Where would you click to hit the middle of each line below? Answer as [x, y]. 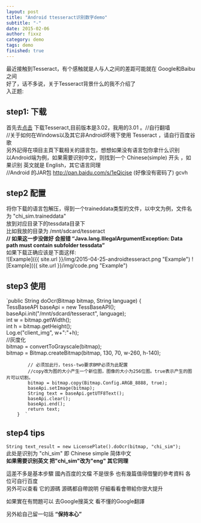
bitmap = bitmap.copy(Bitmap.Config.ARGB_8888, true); [98, 383]
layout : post [22, 12]
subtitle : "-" [24, 23]
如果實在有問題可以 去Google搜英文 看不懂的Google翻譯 [76, 501]
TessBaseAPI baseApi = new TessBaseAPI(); [61, 307]
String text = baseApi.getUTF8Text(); [76, 393]
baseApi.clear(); [49, 399]
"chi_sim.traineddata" [40, 216]
